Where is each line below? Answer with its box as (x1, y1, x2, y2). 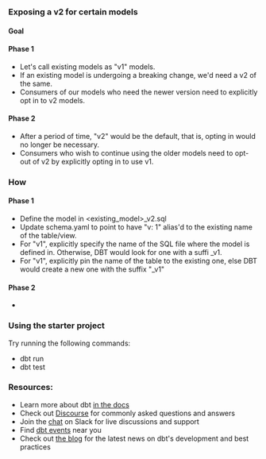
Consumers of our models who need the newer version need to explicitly (19, 87, 258, 97)
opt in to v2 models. (19, 95, 86, 105)
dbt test (19, 362, 46, 372)
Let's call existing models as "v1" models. (19, 62, 156, 71)
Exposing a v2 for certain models (8, 6, 138, 17)
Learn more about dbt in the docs (19, 399, 129, 409)
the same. (19, 79, 53, 88)
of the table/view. (19, 231, 77, 241)
